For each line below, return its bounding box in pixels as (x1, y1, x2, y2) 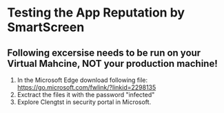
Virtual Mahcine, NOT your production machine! (7, 57, 218, 70)
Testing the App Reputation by (7, 5, 185, 21)
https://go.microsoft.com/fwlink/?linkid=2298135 (17, 83, 156, 91)
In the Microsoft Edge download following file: (17, 76, 148, 84)
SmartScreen (7, 19, 85, 35)
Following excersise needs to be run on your (7, 47, 201, 59)
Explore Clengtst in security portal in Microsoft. (17, 98, 152, 106)
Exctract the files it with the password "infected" (17, 91, 155, 99)
